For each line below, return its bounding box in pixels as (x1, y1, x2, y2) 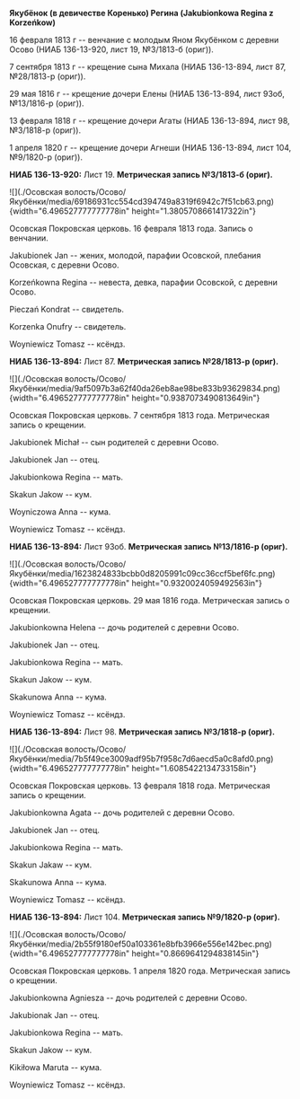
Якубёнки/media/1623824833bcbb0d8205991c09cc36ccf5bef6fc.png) (9, 568, 276, 578)
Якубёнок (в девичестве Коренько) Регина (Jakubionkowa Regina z (9, 8, 274, 18)
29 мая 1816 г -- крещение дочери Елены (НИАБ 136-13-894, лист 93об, (9, 89, 286, 99)
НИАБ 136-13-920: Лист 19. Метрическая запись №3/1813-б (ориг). (9, 170, 273, 180)
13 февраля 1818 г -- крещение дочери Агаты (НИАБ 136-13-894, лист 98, (9, 116, 290, 126)
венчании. (9, 233, 49, 243)
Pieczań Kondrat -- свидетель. (9, 304, 124, 314)
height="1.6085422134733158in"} (131, 763, 258, 773)
